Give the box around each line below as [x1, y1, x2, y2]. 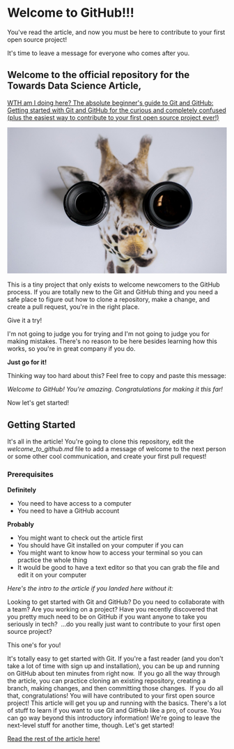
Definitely [7, 485, 37, 494]
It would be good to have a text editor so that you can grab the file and [17, 563, 220, 571]
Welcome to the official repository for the [7, 69, 190, 81]
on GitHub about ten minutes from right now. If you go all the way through [7, 669, 221, 677]
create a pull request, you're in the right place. [7, 303, 140, 311]
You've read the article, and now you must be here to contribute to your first [7, 28, 226, 36]
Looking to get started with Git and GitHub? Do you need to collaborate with [7, 598, 225, 606]
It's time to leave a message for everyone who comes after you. [7, 49, 190, 57]
